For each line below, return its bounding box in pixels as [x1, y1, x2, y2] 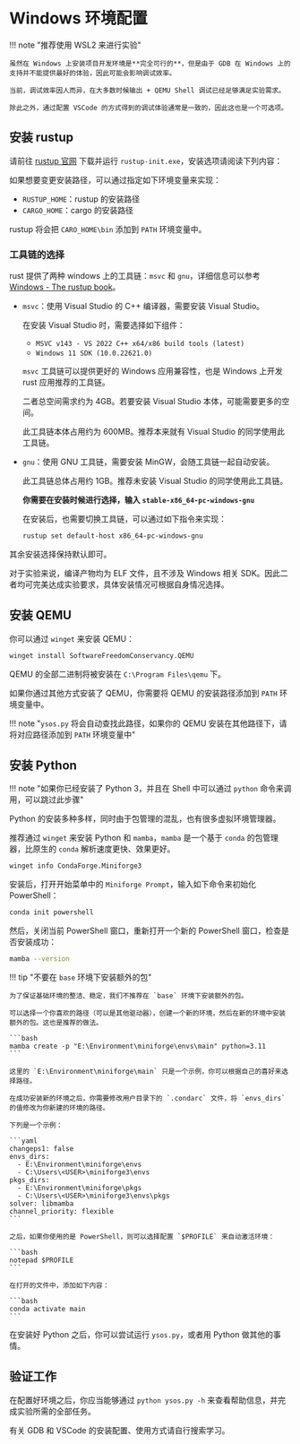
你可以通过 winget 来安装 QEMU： [9, 633, 134, 644]
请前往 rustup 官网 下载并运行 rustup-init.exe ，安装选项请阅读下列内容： [9, 155, 283, 166]
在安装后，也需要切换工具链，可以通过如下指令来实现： [21, 514, 227, 524]
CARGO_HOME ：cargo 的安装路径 [21, 204, 134, 215]
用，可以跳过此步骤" [9, 794, 84, 805]
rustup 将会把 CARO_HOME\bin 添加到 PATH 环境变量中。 [9, 223, 207, 234]
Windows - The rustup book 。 [9, 281, 121, 292]
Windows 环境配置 [9, 8, 148, 29]
